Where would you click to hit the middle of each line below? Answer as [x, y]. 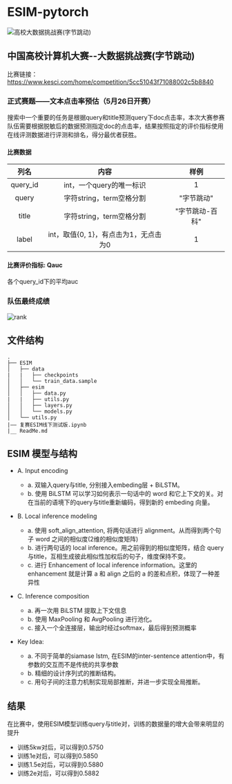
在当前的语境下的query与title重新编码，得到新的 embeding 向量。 [120, 502]
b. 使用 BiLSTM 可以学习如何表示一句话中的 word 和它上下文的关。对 [125, 494]
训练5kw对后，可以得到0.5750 [60, 747]
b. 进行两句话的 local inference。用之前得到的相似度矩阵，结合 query [126, 548]
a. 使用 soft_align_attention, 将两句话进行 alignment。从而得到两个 [121, 531]
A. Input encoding [42, 471]
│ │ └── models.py [40, 411]
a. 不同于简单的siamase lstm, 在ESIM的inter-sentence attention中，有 [126, 656]
